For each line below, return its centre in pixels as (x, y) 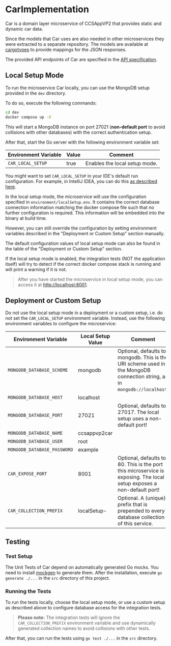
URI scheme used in (141, 364)
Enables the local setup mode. (122, 163)
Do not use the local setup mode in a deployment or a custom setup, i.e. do (84, 313)
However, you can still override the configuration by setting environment (81, 228)
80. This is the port (140, 464)
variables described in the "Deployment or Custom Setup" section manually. (85, 233)
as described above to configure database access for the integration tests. (83, 608)
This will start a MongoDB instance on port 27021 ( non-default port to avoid (85, 127)
